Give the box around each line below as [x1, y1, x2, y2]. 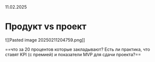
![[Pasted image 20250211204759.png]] [5, 37, 86, 43]
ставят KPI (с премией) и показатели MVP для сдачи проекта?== [5, 51, 141, 57]
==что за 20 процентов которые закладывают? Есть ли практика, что [5, 46, 151, 52]
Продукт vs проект [5, 21, 87, 32]
